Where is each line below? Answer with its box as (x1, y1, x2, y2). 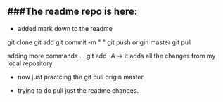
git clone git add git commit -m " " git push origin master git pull (7, 38, 192, 46)
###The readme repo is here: (7, 6, 138, 18)
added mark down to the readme (17, 24, 113, 32)
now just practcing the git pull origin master (17, 72, 144, 81)
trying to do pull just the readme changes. (17, 86, 139, 94)
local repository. (7, 59, 54, 68)
